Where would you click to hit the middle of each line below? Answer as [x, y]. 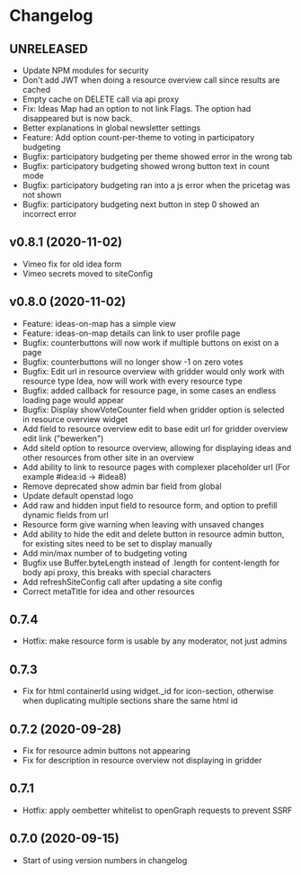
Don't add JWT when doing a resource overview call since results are [151, 80]
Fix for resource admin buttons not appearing [106, 751]
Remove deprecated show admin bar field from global [122, 486]
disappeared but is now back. [77, 118]
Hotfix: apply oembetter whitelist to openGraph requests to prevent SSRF [157, 810]
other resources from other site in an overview [108, 457]
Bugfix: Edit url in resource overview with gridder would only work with [153, 371]
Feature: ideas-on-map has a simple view [99, 323]
